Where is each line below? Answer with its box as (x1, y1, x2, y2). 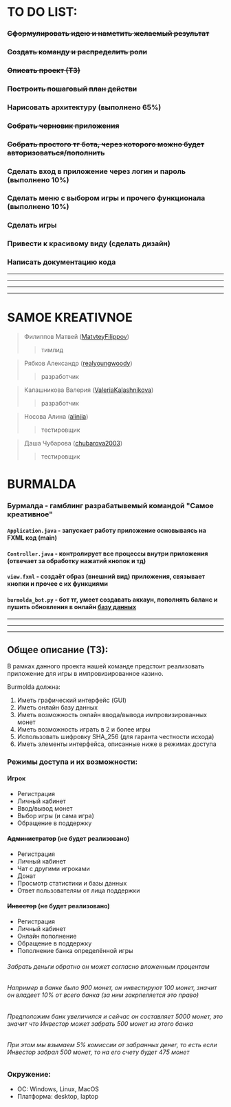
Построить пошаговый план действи (7, 84, 137, 94)
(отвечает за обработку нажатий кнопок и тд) (7, 556, 146, 565)
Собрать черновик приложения (7, 121, 120, 131)
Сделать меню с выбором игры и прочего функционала (7, 193, 206, 203)
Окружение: (7, 1070, 52, 1079)
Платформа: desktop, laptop (16, 1093, 99, 1101)
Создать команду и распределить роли (7, 47, 148, 57)
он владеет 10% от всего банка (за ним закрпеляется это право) (7, 991, 199, 999)
